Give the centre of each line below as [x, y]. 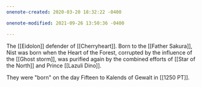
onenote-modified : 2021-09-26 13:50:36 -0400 [65, 23]
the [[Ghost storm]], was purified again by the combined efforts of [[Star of [101, 59]
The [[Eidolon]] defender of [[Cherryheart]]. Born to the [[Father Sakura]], [99, 46]
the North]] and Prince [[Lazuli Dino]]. [54, 66]
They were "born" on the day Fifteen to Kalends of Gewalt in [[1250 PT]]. [98, 77]
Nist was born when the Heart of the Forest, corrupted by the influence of [99, 52]
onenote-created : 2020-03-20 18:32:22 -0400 [64, 12]
